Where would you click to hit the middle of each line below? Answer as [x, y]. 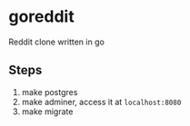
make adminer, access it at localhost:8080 [101, 102]
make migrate [47, 111]
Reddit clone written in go [57, 42]
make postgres [50, 92]
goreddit [41, 17]
